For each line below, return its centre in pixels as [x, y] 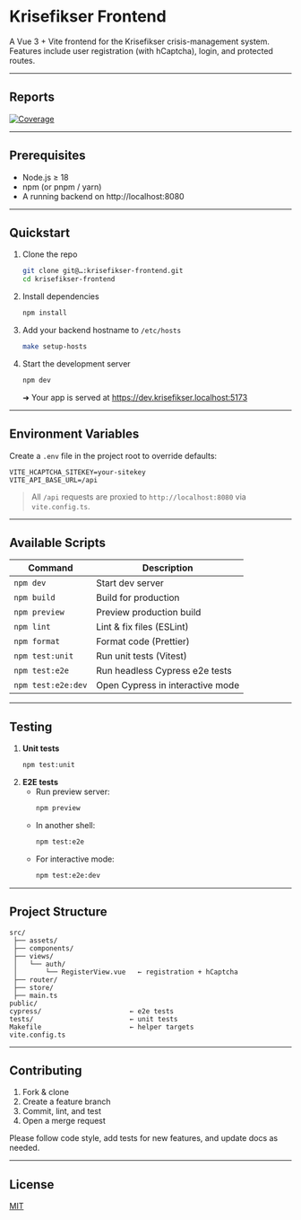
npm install [44, 313]
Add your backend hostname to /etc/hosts [102, 330]
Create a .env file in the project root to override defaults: [113, 455]
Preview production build [148, 613]
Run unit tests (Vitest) [141, 656]
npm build [34, 598]
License [32, 1185]
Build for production [138, 597]
